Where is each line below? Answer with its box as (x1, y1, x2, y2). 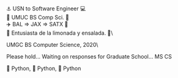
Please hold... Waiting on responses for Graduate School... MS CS (6, 53, 172, 60)
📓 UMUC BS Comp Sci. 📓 (6, 14, 69, 21)
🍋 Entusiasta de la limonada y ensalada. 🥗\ (6, 29, 113, 37)
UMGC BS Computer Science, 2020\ (6, 41, 98, 48)
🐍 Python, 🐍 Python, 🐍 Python (6, 65, 81, 72)
